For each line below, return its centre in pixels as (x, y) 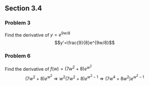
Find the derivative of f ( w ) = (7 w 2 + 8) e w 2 (48, 68)
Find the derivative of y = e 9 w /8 (38, 34)
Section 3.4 (24, 8)
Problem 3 (18, 23)
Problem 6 (18, 56)
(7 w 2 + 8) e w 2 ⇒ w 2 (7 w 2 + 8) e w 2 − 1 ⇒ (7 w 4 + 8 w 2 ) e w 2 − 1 (85, 78)
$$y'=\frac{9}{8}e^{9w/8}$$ (85, 43)
